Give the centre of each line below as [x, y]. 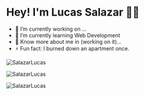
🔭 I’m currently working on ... [51, 29]
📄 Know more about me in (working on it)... [68, 41]
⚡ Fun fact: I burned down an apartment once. [72, 48]
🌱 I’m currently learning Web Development [67, 35]
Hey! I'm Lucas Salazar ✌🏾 [73, 12]
